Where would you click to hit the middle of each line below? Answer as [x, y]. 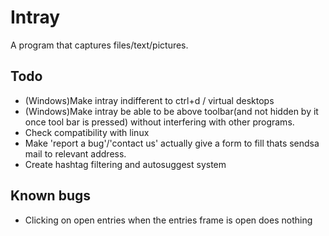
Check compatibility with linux [87, 132]
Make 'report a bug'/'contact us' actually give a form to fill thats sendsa [172, 143]
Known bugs [51, 196]
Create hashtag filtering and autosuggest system [125, 164]
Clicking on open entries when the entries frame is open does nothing [168, 220]
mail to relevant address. [75, 153]
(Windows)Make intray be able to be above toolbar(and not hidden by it [171, 111]
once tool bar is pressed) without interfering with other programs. [159, 122]
